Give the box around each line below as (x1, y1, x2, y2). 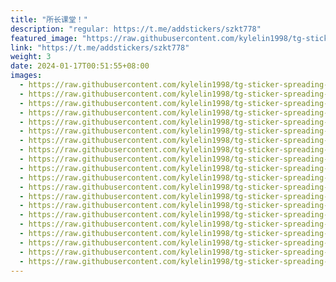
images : (10, 71, 43, 81)
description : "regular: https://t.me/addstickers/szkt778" (10, 24, 262, 34)
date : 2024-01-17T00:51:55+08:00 (10, 61, 150, 71)
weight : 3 (10, 52, 52, 62)
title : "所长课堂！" (10, 14, 88, 25)
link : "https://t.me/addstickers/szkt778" (10, 42, 190, 53)
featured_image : (10, 33, 78, 43)
